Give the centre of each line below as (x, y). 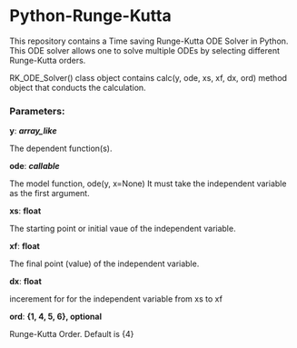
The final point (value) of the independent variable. (104, 263)
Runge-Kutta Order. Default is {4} (72, 334)
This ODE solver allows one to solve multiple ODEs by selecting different (144, 50)
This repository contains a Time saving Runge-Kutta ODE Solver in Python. (149, 41)
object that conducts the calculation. (78, 87)
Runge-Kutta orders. (48, 60)
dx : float (26, 282)
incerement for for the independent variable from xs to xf (116, 299)
